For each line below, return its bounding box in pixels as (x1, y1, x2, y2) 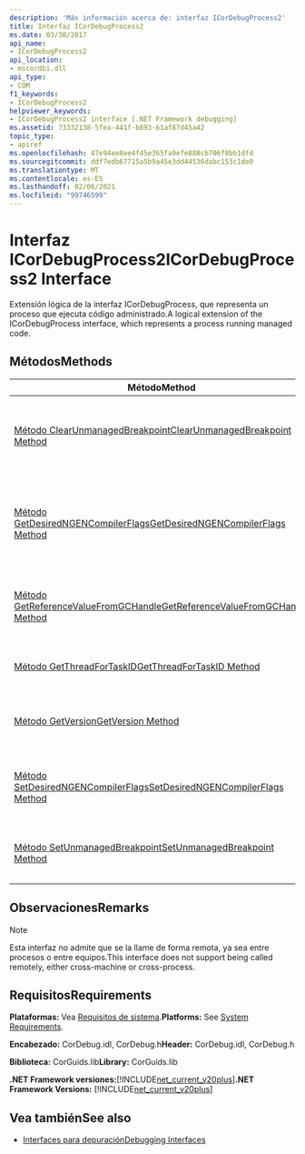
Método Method (127, 381, 197, 394)
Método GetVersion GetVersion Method (14, 715, 180, 728)
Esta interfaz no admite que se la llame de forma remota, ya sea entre (9, 942, 270, 953)
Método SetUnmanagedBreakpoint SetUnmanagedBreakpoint (14, 840, 275, 853)
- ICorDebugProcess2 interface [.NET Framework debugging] (9, 115, 238, 124)
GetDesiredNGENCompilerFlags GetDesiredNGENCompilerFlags (14, 517, 286, 529)
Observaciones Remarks (9, 900, 150, 916)
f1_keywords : (9, 89, 59, 98)
